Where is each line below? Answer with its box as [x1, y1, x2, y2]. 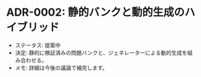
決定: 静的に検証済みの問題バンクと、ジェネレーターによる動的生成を [14, 49, 188, 56]
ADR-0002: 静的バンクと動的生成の [6, 5, 185, 19]
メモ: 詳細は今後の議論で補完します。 [14, 64, 108, 71]
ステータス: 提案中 [14, 42, 61, 49]
